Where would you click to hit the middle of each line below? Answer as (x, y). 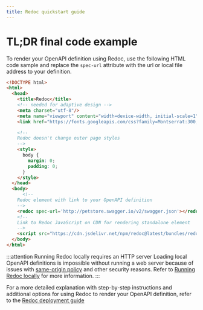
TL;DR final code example (72, 41)
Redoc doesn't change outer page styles (69, 138)
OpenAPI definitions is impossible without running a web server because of (100, 263)
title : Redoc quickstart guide (46, 12)
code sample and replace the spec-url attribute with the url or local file (95, 65)
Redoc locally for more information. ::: (53, 276)
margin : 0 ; (42, 161)
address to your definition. (39, 71)
